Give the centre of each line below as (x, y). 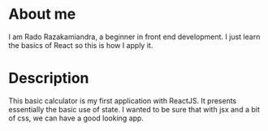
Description (49, 79)
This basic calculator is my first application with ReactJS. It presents (123, 100)
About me (42, 14)
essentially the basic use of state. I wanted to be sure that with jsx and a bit (134, 109)
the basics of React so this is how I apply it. (81, 45)
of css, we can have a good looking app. (76, 118)
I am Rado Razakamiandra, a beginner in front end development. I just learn (134, 37)
